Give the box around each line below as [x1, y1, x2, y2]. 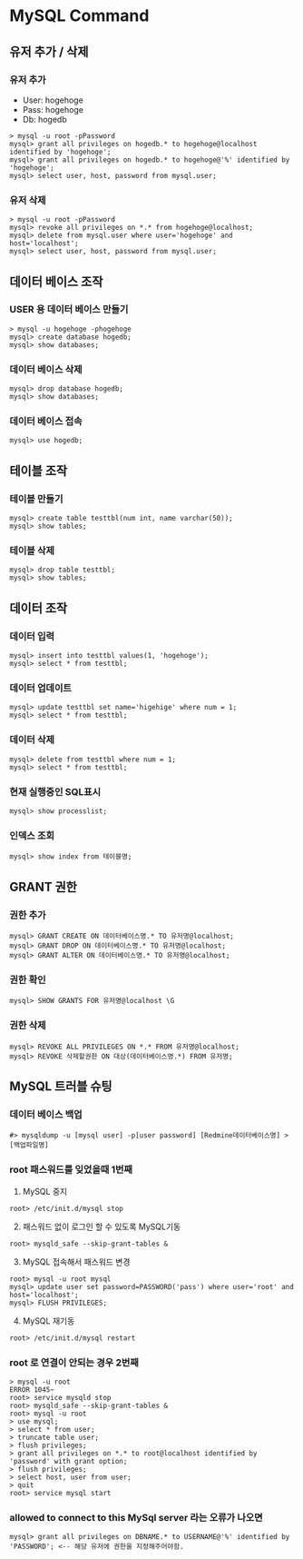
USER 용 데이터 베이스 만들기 [9, 303, 129, 316]
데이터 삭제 [9, 733, 55, 746]
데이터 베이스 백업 [9, 1107, 83, 1120]
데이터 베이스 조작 [9, 273, 103, 289]
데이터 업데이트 [9, 682, 73, 695]
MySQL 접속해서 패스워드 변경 [22, 1256, 131, 1267]
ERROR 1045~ [9, 1385, 54, 1395]
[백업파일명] [9, 1141, 50, 1150]
